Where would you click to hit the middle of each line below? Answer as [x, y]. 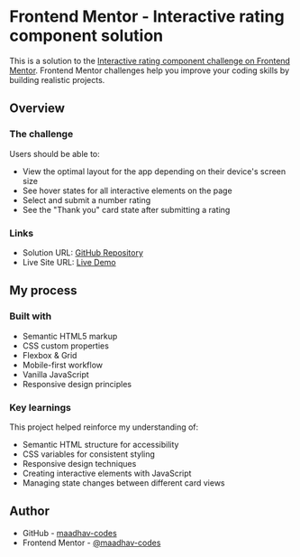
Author [29, 511]
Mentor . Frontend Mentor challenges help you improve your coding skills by [150, 70]
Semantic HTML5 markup [70, 336]
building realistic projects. [57, 79]
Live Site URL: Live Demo [69, 262]
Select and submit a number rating [86, 200]
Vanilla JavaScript [56, 374]
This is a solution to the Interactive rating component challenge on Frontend [150, 60]
